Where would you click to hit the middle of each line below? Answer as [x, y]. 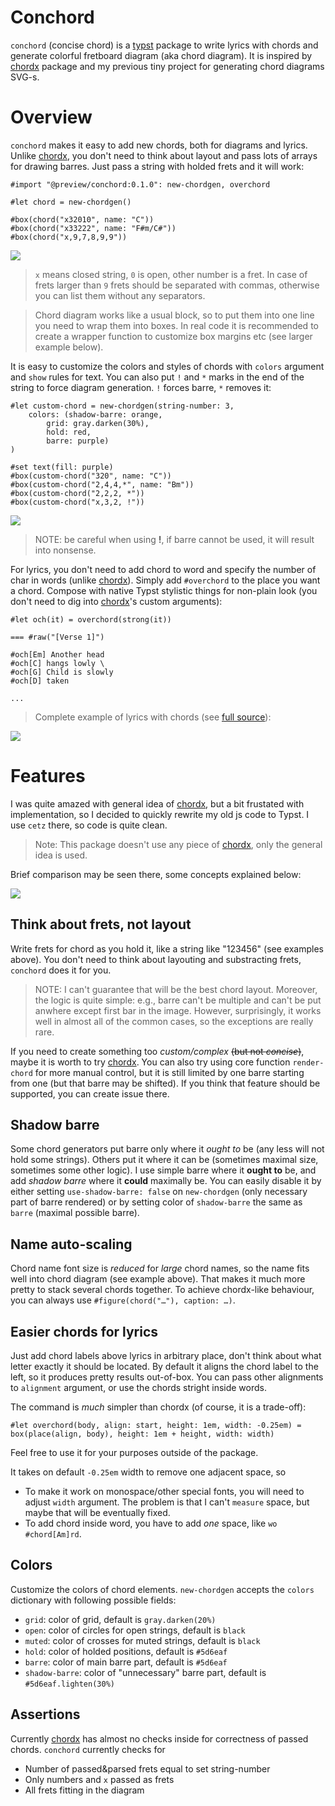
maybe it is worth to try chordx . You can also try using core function [150, 1062]
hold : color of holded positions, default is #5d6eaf [126, 1651]
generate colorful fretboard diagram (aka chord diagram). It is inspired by [161, 55]
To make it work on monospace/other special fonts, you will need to [164, 1492]
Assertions [45, 1714]
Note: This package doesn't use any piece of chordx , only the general [178, 844]
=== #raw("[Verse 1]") [57, 637]
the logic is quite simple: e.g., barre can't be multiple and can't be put [178, 1000]
